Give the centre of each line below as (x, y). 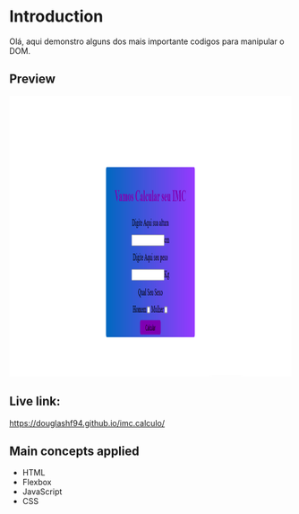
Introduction (56, 17)
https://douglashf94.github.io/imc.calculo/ (87, 423)
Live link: (35, 401)
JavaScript (42, 492)
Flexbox (37, 483)
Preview (33, 79)
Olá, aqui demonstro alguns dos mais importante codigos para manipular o (147, 41)
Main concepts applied (74, 451)
